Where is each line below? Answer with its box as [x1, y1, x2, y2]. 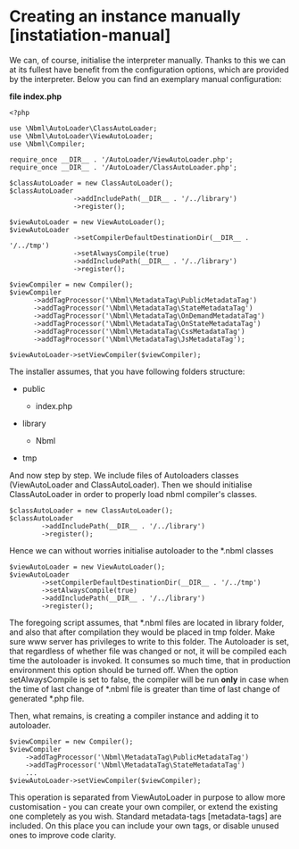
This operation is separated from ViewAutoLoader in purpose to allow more [9, 792, 286, 803]
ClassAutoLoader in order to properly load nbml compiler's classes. [9, 488, 257, 499]
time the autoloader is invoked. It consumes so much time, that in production [9, 654, 291, 666]
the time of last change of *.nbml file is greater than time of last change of [9, 683, 281, 694]
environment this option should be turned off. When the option [9, 664, 239, 675]
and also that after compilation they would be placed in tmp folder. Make [9, 627, 275, 637]
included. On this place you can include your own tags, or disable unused [9, 820, 279, 831]
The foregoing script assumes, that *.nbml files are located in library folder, [9, 617, 285, 628]
